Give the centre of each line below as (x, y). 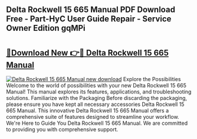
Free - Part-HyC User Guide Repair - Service (89, 19)
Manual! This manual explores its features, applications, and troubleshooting (99, 92)
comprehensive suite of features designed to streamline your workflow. (93, 117)
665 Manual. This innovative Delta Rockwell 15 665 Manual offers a (88, 111)
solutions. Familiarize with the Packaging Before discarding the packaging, (97, 98)
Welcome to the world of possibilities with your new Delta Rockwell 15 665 (96, 85)
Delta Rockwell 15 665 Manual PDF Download (91, 10)
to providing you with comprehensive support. (62, 129)
